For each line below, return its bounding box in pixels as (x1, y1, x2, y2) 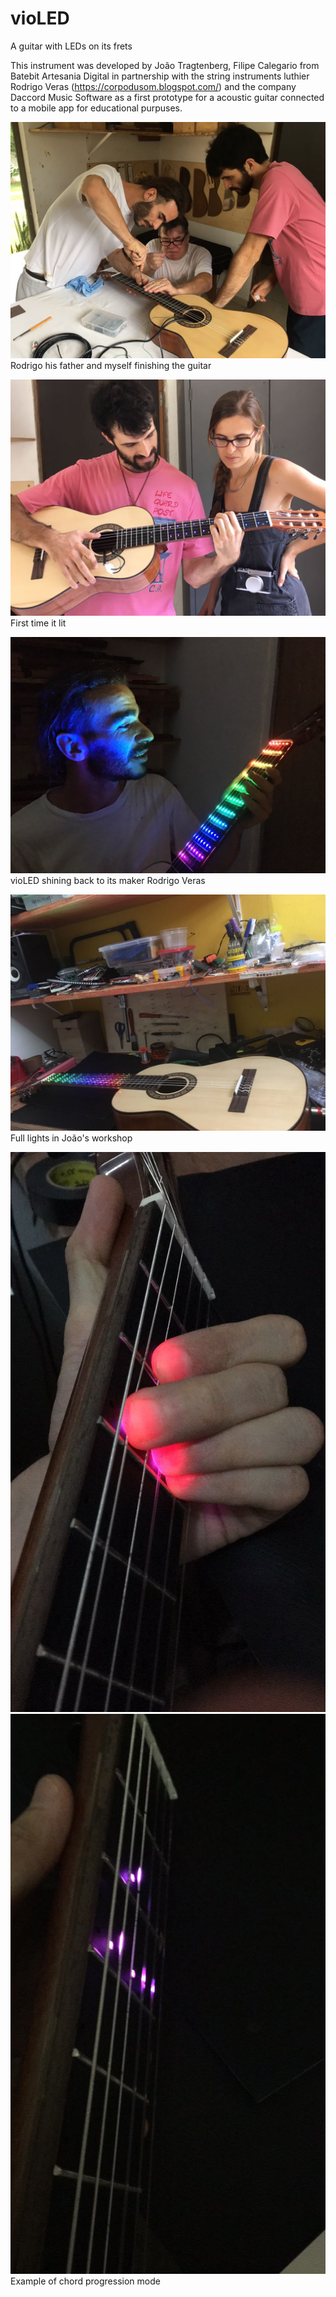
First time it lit (10, 617, 67, 629)
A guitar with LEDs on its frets (10, 40, 133, 52)
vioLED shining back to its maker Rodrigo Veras (10, 874, 206, 886)
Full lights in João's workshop (10, 1132, 133, 1144)
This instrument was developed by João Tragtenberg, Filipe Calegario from (10, 59, 320, 71)
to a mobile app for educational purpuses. (10, 102, 183, 114)
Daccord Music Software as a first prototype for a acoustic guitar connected (10, 91, 325, 103)
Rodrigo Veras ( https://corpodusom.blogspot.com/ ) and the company (10, 80, 297, 92)
